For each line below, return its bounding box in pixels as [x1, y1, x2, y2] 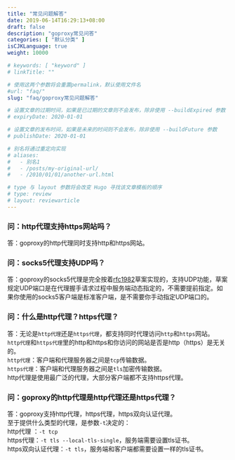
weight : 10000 [7, 50, 49, 57]
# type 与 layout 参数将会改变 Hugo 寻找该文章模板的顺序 [7, 184, 163, 191]
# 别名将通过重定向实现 [7, 145, 67, 152]
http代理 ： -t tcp [7, 427, 58, 435]
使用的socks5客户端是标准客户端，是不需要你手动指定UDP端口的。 [19, 292, 213, 302]
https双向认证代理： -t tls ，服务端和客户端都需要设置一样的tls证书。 [7, 445, 208, 453]
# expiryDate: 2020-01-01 [7, 114, 83, 121]
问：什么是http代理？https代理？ [7, 312, 119, 322]
